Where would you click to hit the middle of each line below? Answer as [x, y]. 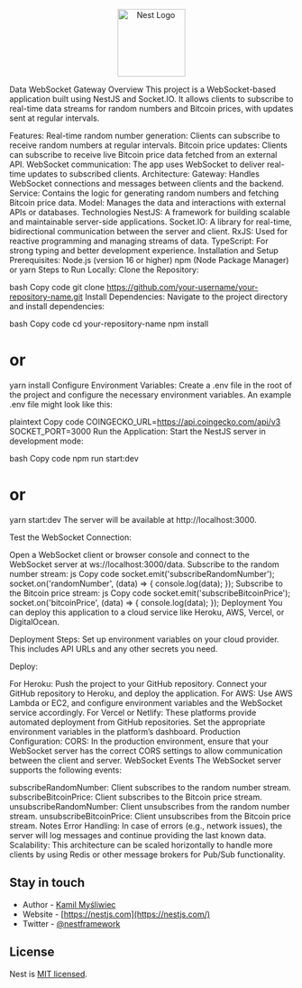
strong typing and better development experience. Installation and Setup [144, 251]
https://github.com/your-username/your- [183, 287]
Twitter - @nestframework [71, 923]
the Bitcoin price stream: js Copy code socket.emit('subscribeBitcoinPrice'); [150, 593]
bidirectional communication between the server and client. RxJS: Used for [149, 231]
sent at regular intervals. [55, 118]
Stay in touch [47, 883]
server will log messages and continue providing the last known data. [138, 835]
